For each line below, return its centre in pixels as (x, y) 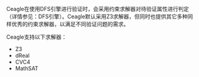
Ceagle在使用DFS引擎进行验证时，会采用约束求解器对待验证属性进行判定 (98, 9)
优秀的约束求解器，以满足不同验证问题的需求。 (70, 24)
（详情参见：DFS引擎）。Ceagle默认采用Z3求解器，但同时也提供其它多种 (97, 16)
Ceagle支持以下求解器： (37, 37)
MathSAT (26, 68)
